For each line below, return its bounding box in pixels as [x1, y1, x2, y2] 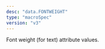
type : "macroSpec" [6, 14, 52, 20]
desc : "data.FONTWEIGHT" [6, 8, 68, 15]
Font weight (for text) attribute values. [6, 36, 100, 44]
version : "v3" [6, 20, 42, 26]
